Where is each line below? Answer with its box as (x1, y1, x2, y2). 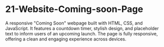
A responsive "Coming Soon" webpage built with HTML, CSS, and (5, 20, 143, 26)
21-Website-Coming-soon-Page (5, 3, 143, 15)
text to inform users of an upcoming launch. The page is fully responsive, (5, 30, 158, 36)
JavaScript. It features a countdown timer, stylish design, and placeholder (5, 25, 159, 31)
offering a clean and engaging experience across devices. (5, 36, 127, 42)
